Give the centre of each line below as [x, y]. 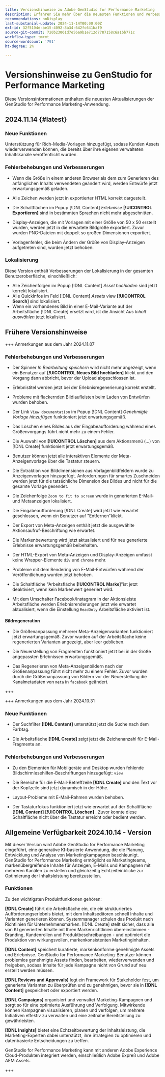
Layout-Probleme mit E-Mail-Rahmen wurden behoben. [68, 797]
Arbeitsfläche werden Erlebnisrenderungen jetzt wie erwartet [74, 604]
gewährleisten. [20, 1021]
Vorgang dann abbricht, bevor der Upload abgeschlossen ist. [74, 378]
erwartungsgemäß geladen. [40, 188]
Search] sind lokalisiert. [36, 301]
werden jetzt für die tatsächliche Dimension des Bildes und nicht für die [84, 481]
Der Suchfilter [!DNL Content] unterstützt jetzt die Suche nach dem [80, 724]
